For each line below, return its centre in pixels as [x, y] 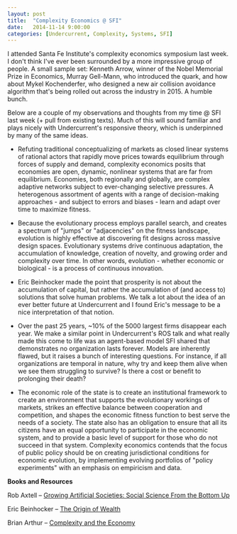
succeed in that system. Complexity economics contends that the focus [122, 445]
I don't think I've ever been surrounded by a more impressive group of [110, 62]
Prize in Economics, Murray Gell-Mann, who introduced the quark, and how [118, 77]
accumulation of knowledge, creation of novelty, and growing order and [122, 253]
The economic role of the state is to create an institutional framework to [122, 393]
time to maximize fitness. [54, 209]
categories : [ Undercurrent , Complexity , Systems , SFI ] [90, 34]
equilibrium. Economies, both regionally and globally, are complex [114, 179]
